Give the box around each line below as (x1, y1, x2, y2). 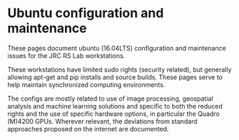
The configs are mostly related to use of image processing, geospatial (7, 94, 213, 103)
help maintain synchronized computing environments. (7, 80, 166, 89)
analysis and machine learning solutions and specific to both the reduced (7, 101, 223, 110)
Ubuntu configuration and (7, 5, 164, 21)
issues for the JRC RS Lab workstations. (7, 51, 126, 60)
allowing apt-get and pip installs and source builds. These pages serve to (7, 73, 223, 81)
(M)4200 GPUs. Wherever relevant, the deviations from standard (7, 116, 198, 126)
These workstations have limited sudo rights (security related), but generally (7, 65, 232, 74)
